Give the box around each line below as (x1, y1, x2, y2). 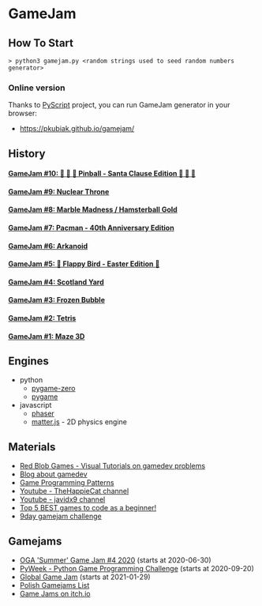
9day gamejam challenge (19, 511, 102, 521)
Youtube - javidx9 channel (19, 495, 106, 504)
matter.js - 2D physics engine (31, 417, 128, 427)
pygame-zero (31, 384, 76, 393)
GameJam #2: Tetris (8, 314, 77, 323)
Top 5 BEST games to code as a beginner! (19, 503, 157, 513)
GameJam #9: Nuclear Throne (8, 186, 110, 196)
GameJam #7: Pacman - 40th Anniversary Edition (8, 223, 175, 233)
